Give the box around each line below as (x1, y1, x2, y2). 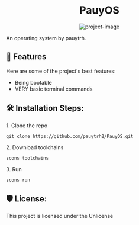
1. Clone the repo (6, 122, 48, 129)
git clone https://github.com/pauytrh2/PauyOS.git (6, 133, 134, 139)
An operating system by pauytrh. (6, 34, 86, 41)
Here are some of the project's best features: (6, 67, 117, 75)
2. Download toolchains (6, 143, 64, 151)
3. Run (6, 165, 22, 172)
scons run (6, 177, 31, 183)
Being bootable (14, 79, 52, 86)
